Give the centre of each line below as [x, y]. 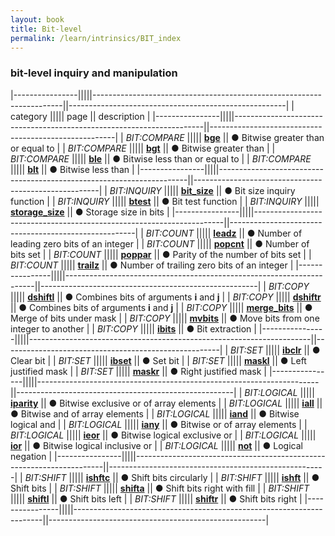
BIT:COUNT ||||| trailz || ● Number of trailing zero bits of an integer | [152, 265]
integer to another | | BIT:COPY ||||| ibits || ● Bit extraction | [133, 328]
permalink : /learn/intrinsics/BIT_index [96, 38]
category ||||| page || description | [80, 116]
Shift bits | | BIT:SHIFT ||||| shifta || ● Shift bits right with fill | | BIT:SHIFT [160, 488]
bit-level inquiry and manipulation [94, 73]
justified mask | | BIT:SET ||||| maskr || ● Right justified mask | [139, 371]
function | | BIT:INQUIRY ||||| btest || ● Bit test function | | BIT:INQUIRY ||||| [165, 201]
